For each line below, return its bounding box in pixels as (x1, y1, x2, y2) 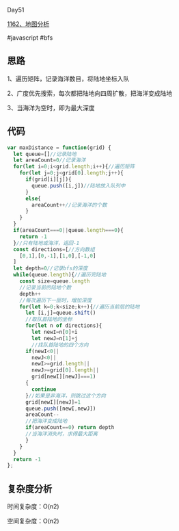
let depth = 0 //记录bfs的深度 (13, 265, 88, 272)
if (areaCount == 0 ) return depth (25, 424, 115, 431)
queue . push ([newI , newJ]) (25, 405, 96, 412)
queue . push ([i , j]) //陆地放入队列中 (31, 182, 126, 189)
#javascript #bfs (7, 34, 53, 42)
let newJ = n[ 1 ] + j (31, 335, 78, 341)
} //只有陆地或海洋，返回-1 (13, 239, 80, 246)
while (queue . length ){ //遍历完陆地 (13, 272, 107, 279)
